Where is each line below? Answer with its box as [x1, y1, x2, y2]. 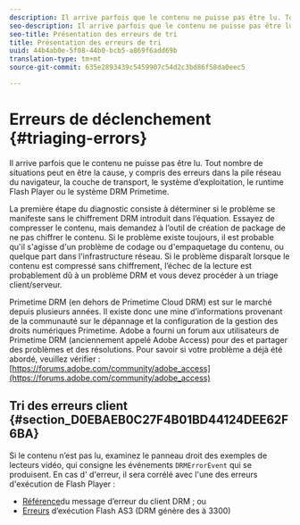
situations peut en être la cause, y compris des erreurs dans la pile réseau [9, 167, 281, 178]
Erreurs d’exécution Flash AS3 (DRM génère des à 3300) [21, 505, 231, 516]
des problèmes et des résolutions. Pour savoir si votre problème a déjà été [9, 344, 283, 354]
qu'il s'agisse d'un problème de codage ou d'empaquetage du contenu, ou [9, 241, 284, 252]
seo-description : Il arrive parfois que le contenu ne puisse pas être [9, 21, 281, 30]
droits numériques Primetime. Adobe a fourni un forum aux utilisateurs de [9, 325, 279, 336]
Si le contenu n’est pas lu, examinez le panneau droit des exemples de [9, 450, 268, 461]
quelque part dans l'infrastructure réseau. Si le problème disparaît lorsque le [9, 251, 290, 262]
